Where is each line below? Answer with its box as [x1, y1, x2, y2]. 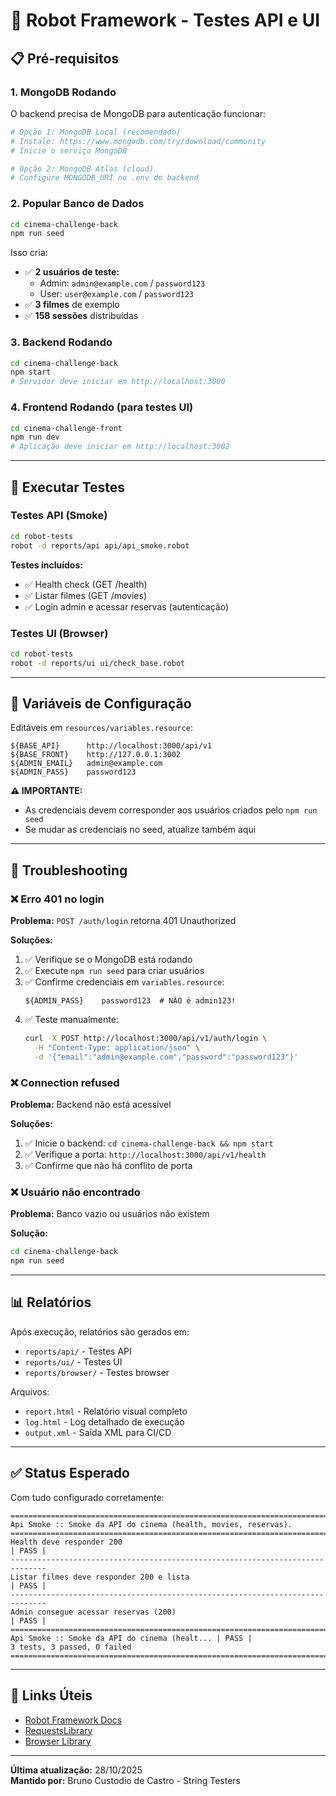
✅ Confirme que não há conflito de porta [24, 1160, 193, 1172]
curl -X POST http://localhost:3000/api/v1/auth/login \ [24, 1034, 268, 1044]
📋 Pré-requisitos [10, 50, 120, 67]
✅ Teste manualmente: [24, 1014, 119, 1026]
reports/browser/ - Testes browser [24, 1366, 170, 1378]
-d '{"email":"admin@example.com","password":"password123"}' [34, 1052, 299, 1062]
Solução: [10, 1227, 49, 1239]
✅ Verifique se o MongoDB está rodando [24, 954, 193, 966]
